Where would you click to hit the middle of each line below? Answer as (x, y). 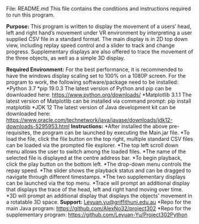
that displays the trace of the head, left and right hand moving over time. (95, 189)
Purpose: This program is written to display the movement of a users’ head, (99, 26)
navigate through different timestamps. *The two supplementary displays (96, 177)
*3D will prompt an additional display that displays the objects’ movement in (99, 196)
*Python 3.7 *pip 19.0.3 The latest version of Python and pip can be (89, 88)
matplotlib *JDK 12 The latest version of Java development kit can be (91, 107)
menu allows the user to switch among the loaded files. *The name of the (96, 152)
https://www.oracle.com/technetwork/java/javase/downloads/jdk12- (90, 120)
